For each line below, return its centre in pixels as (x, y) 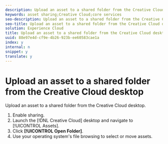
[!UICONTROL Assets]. (36, 126)
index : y (14, 42)
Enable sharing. (28, 115)
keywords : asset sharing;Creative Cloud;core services (63, 14)
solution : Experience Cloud (34, 28)
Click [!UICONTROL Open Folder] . (48, 131)
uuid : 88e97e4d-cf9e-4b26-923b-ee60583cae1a (52, 38)
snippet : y (16, 51)
